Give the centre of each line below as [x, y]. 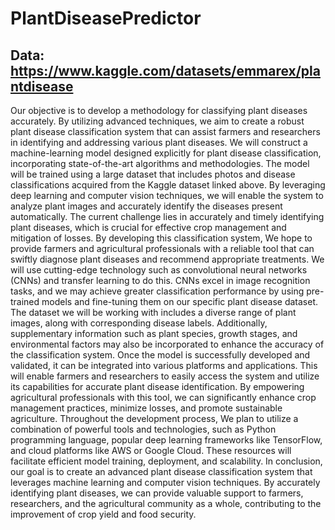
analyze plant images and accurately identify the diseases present [146, 206]
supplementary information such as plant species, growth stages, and [154, 333]
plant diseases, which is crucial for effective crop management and [148, 227]
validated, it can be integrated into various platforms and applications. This [164, 365]
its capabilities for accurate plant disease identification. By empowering [157, 386]
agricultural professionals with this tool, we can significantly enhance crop [163, 397]
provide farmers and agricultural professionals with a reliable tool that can [162, 248]
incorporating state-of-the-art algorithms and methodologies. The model [160, 163]
